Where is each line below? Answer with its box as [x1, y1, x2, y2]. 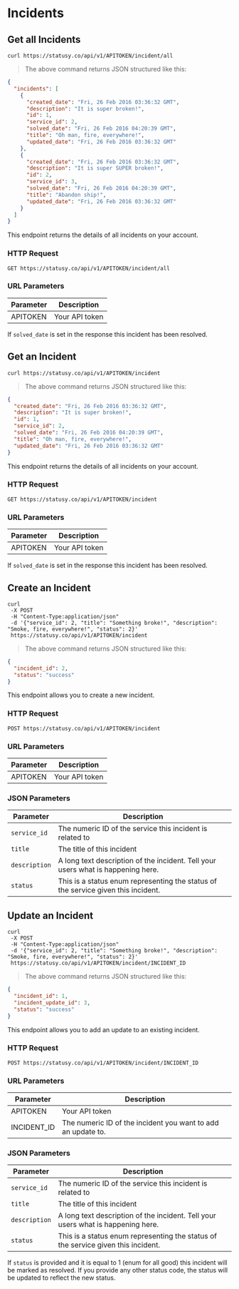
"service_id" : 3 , [26, 178, 78, 185]
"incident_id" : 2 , [14, 665, 69, 672]
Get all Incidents [7, 34, 81, 46]
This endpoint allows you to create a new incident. [7, 691, 155, 700]
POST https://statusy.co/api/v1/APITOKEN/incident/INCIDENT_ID [7, 1059, 199, 1066]
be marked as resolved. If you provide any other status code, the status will [7, 1266, 228, 1275]
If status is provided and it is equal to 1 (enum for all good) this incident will [7, 1258, 228, 1267]
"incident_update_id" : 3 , [14, 999, 91, 1007]
